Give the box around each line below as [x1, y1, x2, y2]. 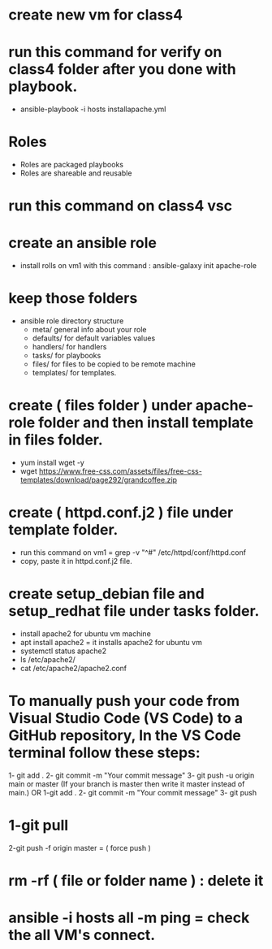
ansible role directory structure [19, 316, 124, 326]
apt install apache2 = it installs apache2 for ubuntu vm [19, 637, 203, 647]
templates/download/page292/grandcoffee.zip [19, 475, 177, 485]
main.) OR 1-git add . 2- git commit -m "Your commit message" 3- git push [8, 787, 257, 797]
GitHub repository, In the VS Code [8, 726, 242, 745]
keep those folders [8, 289, 138, 308]
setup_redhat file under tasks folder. [8, 602, 260, 621]
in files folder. [8, 431, 103, 449]
